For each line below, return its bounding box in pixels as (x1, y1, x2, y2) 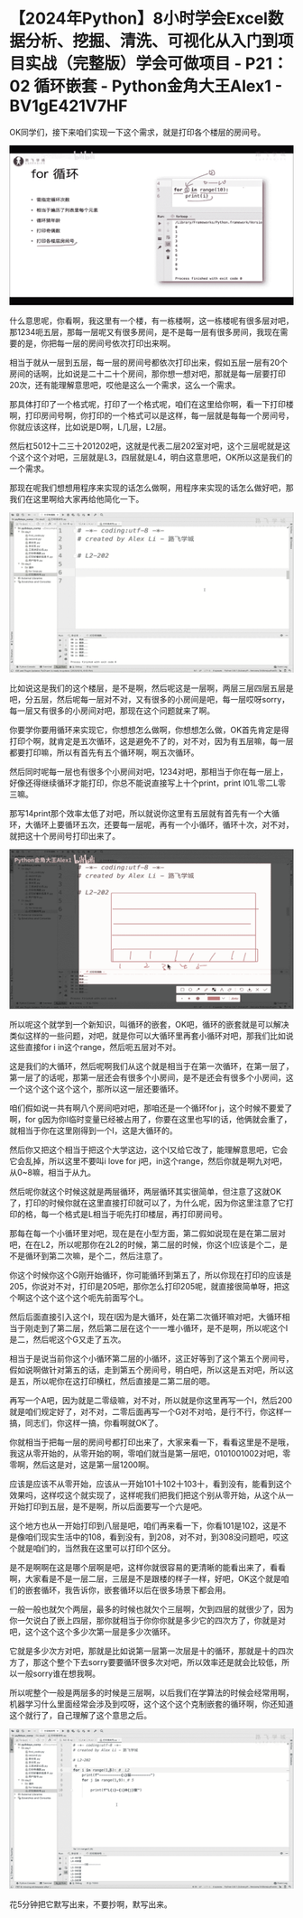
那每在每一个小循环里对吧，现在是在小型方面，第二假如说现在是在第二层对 (9, 1228, 286, 1239)
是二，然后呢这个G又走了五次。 (9, 1334, 126, 1345)
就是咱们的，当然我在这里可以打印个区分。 (16, 1543, 176, 1554)
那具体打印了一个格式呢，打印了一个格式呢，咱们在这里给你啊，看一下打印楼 (9, 399, 294, 410)
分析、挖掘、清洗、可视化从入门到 (25, 31, 279, 51)
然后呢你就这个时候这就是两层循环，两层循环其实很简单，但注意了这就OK (9, 1187, 282, 1197)
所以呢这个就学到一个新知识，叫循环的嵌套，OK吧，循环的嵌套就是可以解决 (9, 1020, 290, 1030)
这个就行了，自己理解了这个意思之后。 (9, 1710, 151, 1721)
